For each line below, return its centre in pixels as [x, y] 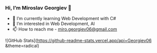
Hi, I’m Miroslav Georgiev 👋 [38, 8]
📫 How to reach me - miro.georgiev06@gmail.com [65, 29]
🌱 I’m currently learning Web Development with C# [64, 19]
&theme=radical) [22, 46]
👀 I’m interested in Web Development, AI [54, 24]
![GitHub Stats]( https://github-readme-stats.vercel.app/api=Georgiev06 [78, 41]
